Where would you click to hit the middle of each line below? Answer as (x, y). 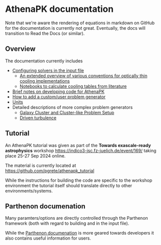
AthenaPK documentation (59, 9)
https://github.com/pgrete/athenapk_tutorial (50, 171)
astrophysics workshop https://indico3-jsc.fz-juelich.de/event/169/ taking (81, 150)
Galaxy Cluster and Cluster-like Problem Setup (67, 112)
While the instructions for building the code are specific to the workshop (79, 180)
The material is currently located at (41, 165)
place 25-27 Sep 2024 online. (35, 156)
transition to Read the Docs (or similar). (45, 33)
